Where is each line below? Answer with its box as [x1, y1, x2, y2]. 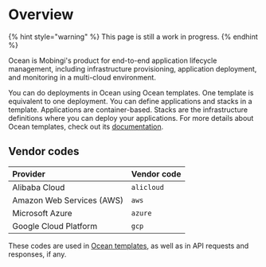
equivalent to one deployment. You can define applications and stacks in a [8, 96, 252, 106]
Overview [8, 6, 74, 24]
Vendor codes [8, 145, 80, 158]
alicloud [131, 183, 165, 192]
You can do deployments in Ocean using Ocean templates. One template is [8, 87, 254, 97]
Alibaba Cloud [12, 181, 65, 192]
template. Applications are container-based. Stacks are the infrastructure [8, 105, 248, 114]
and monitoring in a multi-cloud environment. [8, 72, 157, 82]
